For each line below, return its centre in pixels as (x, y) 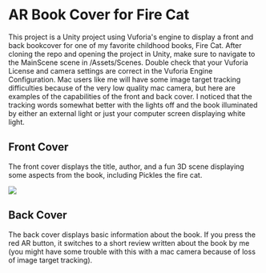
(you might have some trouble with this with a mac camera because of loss (132, 251)
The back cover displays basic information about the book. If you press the (132, 235)
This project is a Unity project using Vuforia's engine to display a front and (131, 37)
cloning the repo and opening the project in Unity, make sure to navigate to (132, 54)
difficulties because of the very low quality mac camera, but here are (122, 88)
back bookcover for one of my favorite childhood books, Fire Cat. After (125, 45)
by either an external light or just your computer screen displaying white (127, 113)
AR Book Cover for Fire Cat (99, 15)
